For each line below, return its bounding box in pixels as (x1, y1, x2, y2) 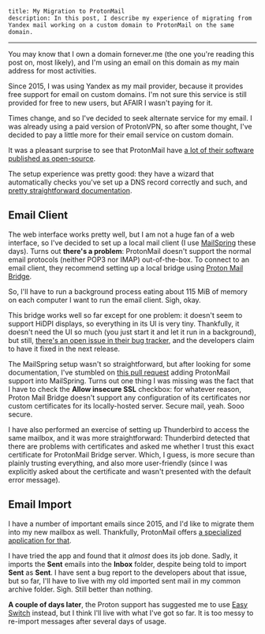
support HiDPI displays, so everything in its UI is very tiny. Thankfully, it (8, 319, 240, 328)
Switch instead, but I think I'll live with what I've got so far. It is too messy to (8, 608, 254, 617)
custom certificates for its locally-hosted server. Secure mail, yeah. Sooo (8, 401, 244, 410)
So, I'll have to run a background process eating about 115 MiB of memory (8, 286, 248, 296)
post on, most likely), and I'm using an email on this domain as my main (8, 58, 240, 67)
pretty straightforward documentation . (8, 186, 132, 195)
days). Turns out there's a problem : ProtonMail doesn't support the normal (8, 246, 252, 255)
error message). (8, 475, 61, 484)
